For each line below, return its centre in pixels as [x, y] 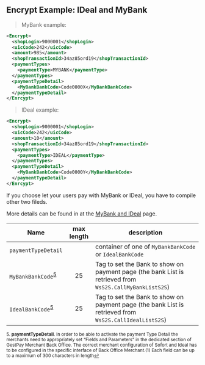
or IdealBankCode [120, 254]
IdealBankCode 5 [31, 308]
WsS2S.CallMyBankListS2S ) [132, 287]
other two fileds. [27, 201]
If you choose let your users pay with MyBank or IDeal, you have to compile [101, 195]
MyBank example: [44, 24]
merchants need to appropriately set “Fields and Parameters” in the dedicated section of [99, 339]
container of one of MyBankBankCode [146, 247]
